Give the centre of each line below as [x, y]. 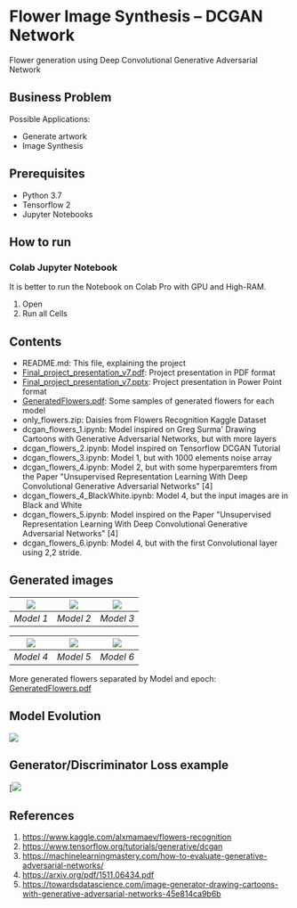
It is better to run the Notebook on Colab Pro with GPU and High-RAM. [138, 287]
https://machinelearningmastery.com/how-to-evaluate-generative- [144, 856]
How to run [40, 242]
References [42, 816]
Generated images [61, 581]
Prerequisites [47, 174]
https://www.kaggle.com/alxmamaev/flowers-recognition [127, 837]
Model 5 [74, 657]
